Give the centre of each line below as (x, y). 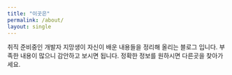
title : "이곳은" (29, 14)
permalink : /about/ (36, 20)
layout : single (29, 26)
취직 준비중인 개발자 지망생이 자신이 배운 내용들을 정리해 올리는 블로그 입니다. (113, 47)
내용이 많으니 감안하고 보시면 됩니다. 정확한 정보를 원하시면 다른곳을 (112, 56)
